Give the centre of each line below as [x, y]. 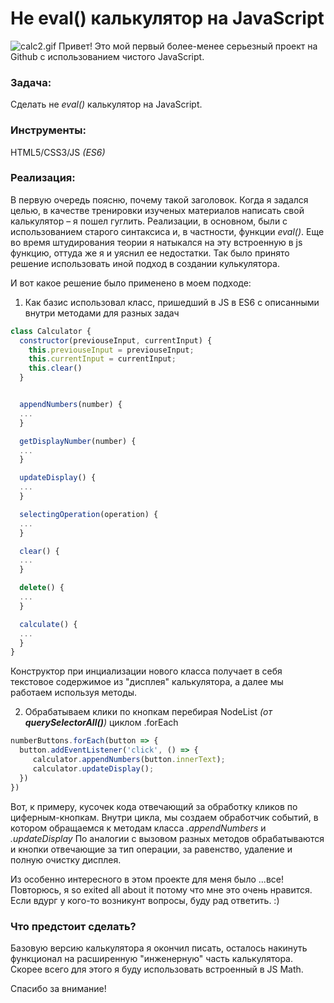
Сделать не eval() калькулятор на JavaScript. [106, 104]
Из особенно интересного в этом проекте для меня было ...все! [147, 879]
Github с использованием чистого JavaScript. [107, 56]
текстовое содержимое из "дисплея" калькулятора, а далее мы [147, 682]
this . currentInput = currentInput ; [102, 359]
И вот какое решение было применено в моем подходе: [131, 283]
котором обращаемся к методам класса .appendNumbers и [138, 828]
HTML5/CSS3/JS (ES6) [58, 152]
